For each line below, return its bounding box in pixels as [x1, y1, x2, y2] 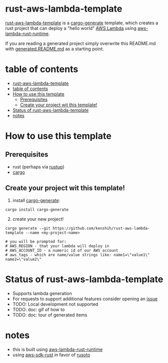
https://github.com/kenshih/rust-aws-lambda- [52, 226, 150, 231]
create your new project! [12, 216, 64, 222]
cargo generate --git [5, 226, 51, 231]
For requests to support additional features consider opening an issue [12, 296, 158, 302]
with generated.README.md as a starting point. [5, 46, 104, 52]
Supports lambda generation [12, 290, 72, 296]
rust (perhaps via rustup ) [12, 164, 65, 170]
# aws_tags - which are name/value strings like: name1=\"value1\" [5, 252, 150, 257]
